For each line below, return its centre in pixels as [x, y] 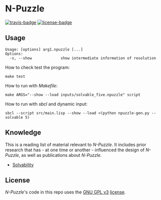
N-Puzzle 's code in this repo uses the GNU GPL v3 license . [65, 192]
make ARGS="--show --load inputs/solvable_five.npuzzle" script [73, 95]
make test [15, 76]
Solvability [23, 165]
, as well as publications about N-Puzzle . [60, 155]
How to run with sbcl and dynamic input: [46, 104]
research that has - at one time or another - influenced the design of [75, 150]
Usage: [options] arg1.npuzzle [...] [44, 49]
